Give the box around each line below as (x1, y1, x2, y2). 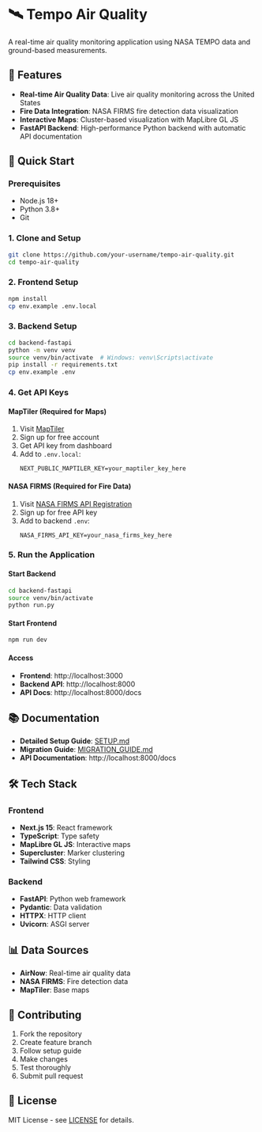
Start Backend (8, 569, 57, 579)
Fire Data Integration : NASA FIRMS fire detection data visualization (19, 106, 239, 116)
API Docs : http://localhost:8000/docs (19, 687, 142, 697)
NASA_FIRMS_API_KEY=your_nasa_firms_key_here (19, 531, 172, 539)
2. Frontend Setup (8, 277, 79, 288)
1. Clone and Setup (8, 233, 81, 244)
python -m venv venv (8, 346, 77, 354)
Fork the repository (19, 1029, 83, 1039)
